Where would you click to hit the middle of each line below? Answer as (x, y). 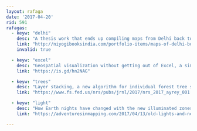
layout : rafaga (25, 11)
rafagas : (17, 28)
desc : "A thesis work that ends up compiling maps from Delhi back (101, 39)
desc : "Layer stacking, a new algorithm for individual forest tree (102, 87)
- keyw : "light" (31, 103)
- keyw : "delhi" (31, 33)
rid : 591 (17, 22)
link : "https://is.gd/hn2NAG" (54, 71)
